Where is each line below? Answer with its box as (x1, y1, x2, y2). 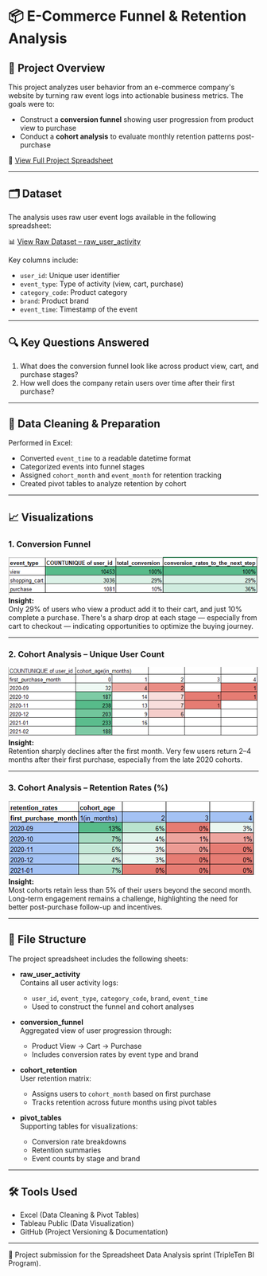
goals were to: (8, 100, 56, 108)
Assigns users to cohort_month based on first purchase (31, 1089, 211, 1098)
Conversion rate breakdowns (31, 1137, 127, 1146)
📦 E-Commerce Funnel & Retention (8, 7, 247, 26)
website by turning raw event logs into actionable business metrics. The (8, 91, 244, 100)
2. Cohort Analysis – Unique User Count (8, 648, 164, 659)
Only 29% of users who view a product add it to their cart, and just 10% (8, 604, 242, 614)
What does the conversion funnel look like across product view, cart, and (19, 361, 259, 371)
